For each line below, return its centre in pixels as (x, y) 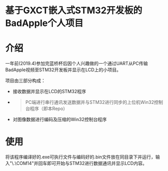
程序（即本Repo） (49, 109)
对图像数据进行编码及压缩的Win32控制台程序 (60, 120)
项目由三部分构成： (25, 81)
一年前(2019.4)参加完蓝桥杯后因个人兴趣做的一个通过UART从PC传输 (77, 64)
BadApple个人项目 (44, 23)
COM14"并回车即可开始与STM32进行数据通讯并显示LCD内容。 (82, 163)
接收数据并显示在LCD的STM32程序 (49, 92)
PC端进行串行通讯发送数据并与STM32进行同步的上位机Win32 (90, 102)
